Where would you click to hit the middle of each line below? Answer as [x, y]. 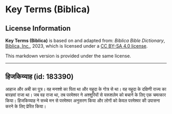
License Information [38, 28]
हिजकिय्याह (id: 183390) [39, 77]
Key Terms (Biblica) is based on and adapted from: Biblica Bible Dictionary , [85, 40]
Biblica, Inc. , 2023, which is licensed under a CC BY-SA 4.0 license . [77, 46]
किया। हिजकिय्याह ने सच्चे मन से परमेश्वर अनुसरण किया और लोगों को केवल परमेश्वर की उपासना [83, 100]
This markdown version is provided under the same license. [68, 56]
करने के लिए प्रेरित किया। [26, 106]
